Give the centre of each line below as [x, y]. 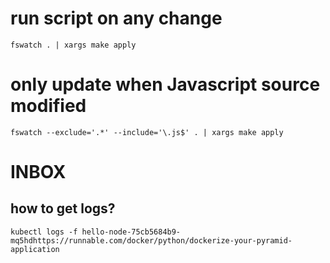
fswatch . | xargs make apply [73, 45]
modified [48, 106]
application [35, 249]
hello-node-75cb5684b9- [131, 232]
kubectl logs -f [44, 232]
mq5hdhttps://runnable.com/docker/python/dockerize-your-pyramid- [151, 240]
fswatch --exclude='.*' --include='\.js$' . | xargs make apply [147, 132]
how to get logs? [63, 208]
